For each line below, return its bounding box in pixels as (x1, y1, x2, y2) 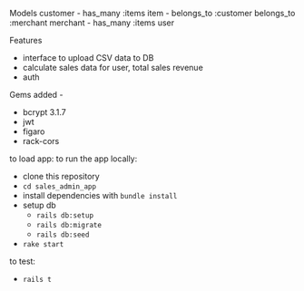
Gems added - (9, 90, 64, 100)
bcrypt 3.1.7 (22, 107, 66, 117)
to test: (9, 256, 36, 267)
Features (9, 35, 43, 45)
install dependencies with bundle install (22, 190, 178, 200)
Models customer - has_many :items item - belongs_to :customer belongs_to (9, 8, 296, 18)
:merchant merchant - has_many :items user (9, 17, 175, 28)
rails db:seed (35, 230, 90, 239)
